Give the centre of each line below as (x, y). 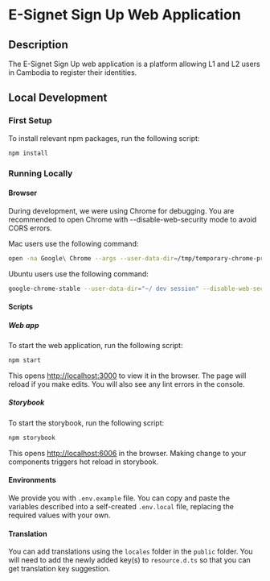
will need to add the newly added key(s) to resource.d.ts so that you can (129, 560)
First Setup (30, 121)
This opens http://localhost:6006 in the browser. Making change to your (127, 453)
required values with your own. (59, 515)
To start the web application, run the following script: (96, 345)
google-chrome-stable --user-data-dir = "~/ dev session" (104, 288)
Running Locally (41, 173)
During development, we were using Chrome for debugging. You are (121, 210)
